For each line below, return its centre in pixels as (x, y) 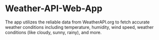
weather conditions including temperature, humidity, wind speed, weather (79, 27)
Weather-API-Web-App (54, 9)
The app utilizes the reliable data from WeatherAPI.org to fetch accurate (78, 22)
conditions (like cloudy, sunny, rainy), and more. (53, 32)
